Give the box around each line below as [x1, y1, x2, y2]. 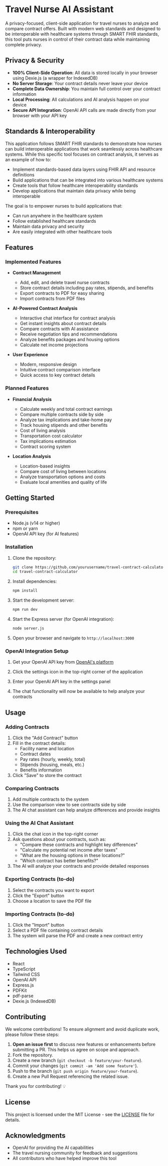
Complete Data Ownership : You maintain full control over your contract [12, 86, 161, 92]
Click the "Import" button [12, 922, 64, 928]
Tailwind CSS [12, 971, 40, 977]
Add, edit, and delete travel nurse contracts [20, 280, 110, 286]
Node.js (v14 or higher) [12, 520, 60, 526]
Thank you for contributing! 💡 [5, 1083, 66, 1089]
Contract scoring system [20, 443, 71, 449]
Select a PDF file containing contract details [12, 927, 103, 933]
